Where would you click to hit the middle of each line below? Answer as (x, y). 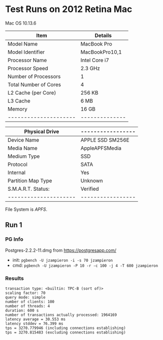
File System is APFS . (26, 209)
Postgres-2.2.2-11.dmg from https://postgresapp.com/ (61, 250)
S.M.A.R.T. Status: (29, 189)
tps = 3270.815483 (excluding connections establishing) (66, 332)
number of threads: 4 (28, 306)
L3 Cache (19, 101)
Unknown (92, 180)
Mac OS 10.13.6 (21, 23)
